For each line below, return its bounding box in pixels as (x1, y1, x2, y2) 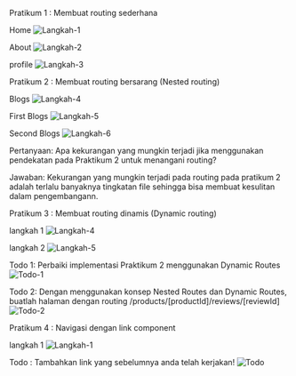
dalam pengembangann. (9, 191, 99, 201)
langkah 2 (9, 243, 46, 252)
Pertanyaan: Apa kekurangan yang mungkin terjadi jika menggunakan (9, 146, 264, 156)
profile (9, 60, 34, 69)
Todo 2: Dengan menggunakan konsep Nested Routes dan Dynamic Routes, (9, 286, 287, 297)
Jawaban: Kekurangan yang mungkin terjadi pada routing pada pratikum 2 (9, 172, 282, 182)
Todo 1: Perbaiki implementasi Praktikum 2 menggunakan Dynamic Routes (9, 260, 281, 270)
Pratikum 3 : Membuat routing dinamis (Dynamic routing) (9, 208, 218, 219)
